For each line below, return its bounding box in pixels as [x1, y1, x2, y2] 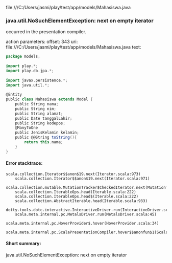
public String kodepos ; [15, 120, 66, 126]
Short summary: [6, 240, 41, 247]
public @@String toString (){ [15, 135, 77, 140]
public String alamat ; [15, 111, 63, 116]
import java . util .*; [6, 82, 50, 87]
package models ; [6, 54, 40, 59]
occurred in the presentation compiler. [6, 29, 86, 35]
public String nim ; [15, 106, 57, 112]
